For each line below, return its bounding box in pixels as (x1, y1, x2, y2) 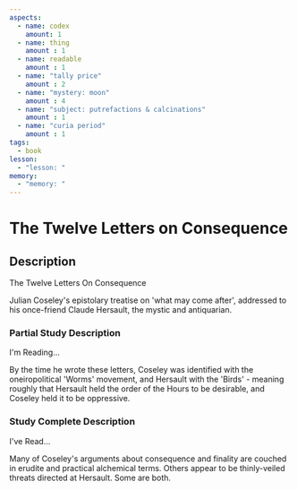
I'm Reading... (9, 347, 61, 358)
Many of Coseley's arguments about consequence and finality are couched (9, 453, 287, 464)
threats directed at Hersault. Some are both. (9, 472, 172, 483)
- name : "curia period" (17, 122, 106, 131)
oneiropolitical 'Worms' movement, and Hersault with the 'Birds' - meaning (9, 374, 284, 385)
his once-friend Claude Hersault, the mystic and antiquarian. (9, 305, 233, 315)
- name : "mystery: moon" (17, 88, 110, 97)
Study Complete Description (9, 416, 136, 428)
